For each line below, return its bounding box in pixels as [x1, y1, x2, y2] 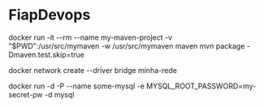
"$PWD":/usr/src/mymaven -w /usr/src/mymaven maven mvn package [8, 41, 245, 50]
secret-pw [8, 89, 43, 99]
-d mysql [44, 89, 75, 99]
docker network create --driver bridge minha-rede [8, 65, 177, 75]
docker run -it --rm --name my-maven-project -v [8, 32, 173, 42]
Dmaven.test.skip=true [8, 49, 85, 59]
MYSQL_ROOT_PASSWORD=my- [145, 81, 257, 91]
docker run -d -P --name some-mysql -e [8, 81, 145, 91]
